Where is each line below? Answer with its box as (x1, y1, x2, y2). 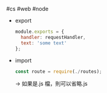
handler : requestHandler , (21, 34, 86, 40)
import (15, 57, 32, 64)
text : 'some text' (21, 40, 67, 46)
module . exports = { (15, 29, 65, 35)
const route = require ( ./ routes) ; (15, 68, 102, 75)
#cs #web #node (6, 5, 49, 12)
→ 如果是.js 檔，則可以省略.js (15, 80, 88, 88)
